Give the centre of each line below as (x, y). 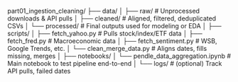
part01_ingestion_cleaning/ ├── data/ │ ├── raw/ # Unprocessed (104, 11)
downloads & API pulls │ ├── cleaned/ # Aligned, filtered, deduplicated (112, 18)
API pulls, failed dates (39, 71)
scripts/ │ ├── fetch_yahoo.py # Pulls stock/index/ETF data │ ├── (105, 33)
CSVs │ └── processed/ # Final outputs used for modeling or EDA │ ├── (114, 26)
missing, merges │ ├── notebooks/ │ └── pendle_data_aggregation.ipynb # (119, 56)
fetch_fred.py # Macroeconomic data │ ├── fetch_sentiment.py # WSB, (112, 41)
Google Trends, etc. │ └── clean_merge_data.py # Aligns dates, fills (107, 48)
